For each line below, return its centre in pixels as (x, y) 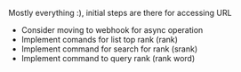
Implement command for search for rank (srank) (109, 49)
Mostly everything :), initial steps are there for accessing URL (120, 13)
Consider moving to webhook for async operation (112, 30)
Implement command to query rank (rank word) (108, 58)
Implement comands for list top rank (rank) (100, 40)
